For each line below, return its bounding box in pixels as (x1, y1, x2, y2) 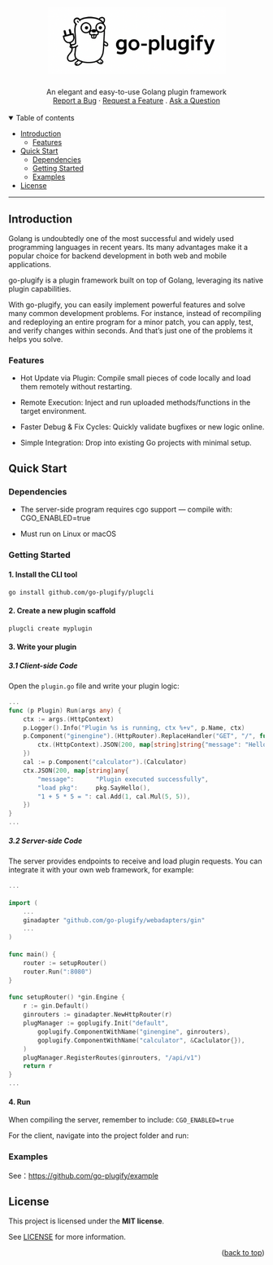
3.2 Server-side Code (8, 836, 83, 846)
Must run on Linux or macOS (19, 529, 116, 539)
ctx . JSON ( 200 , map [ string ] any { (23, 766, 129, 775)
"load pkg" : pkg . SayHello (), (37, 784, 151, 792)
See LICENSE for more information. (8, 1232, 126, 1242)
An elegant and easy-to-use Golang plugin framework (45, 87, 227, 97)
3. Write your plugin (8, 642, 77, 652)
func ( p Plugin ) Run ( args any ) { (8, 706, 122, 714)
